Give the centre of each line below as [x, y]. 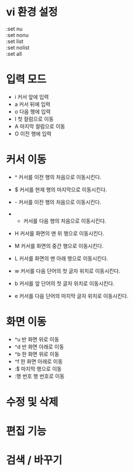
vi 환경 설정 [32, 12]
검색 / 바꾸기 [34, 460]
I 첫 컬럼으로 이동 [34, 119]
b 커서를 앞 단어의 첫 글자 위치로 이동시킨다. [64, 283]
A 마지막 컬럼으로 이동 [40, 126]
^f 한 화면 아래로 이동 [39, 361]
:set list [15, 41]
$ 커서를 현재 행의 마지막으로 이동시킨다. [61, 190]
